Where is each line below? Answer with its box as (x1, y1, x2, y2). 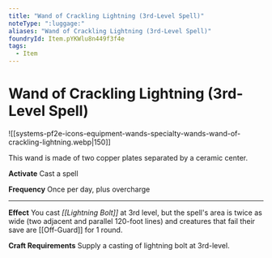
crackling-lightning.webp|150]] (8, 137, 111, 147)
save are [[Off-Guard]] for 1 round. (8, 225, 123, 234)
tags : (8, 42, 27, 50)
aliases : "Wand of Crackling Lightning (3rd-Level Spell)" (8, 27, 212, 35)
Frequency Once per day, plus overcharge (8, 184, 151, 194)
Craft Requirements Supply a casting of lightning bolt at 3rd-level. (8, 240, 230, 250)
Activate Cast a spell (8, 168, 79, 178)
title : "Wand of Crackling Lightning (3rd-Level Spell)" (8, 11, 205, 20)
